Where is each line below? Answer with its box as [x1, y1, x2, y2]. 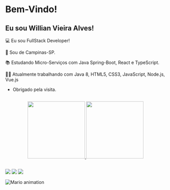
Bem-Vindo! [5, 4, 58, 15]
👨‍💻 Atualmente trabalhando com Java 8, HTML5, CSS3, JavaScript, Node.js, [5, 71, 165, 77]
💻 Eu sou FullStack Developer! [5, 38, 70, 44]
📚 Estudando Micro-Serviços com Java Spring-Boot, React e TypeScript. [5, 59, 159, 66]
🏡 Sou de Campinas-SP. [5, 49, 56, 55]
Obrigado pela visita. [12, 86, 56, 92]
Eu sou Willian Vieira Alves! [5, 24, 94, 33]
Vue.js [5, 77, 19, 82]
